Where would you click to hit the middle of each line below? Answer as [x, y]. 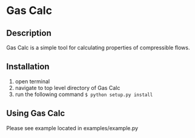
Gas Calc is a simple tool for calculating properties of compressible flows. [98, 47]
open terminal [32, 81]
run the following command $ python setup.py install [84, 94]
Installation [28, 67]
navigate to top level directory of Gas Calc [68, 88]
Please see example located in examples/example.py [72, 128]
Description [29, 33]
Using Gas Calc [36, 113]
